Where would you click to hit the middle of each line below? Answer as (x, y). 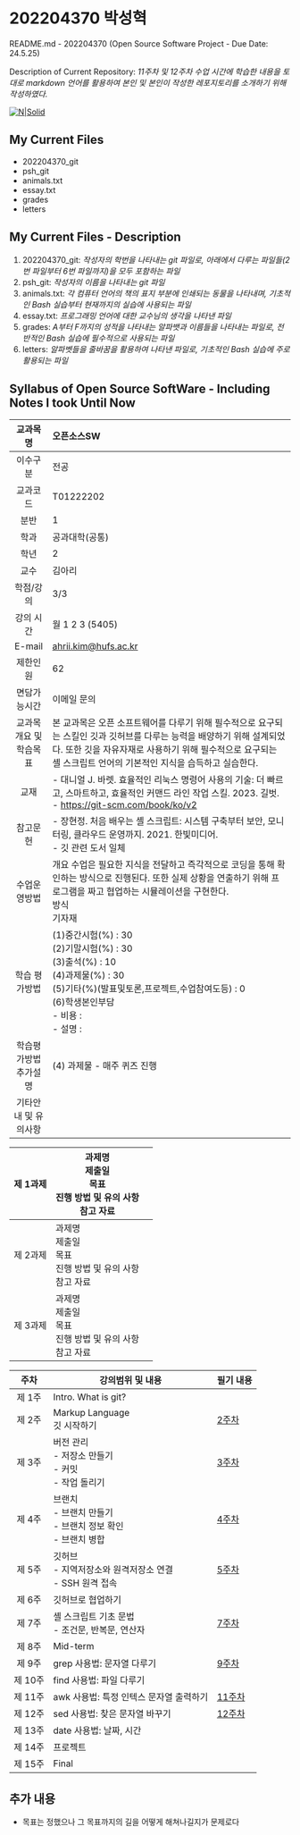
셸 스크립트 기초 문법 (94, 1617)
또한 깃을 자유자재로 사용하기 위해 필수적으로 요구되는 (171, 750)
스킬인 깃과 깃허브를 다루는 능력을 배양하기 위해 (156, 737)
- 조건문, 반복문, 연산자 (99, 1630)
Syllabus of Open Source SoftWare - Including (140, 388)
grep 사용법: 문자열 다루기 (104, 1663)
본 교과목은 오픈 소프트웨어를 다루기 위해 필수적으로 (154, 723)
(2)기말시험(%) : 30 (92, 948)
